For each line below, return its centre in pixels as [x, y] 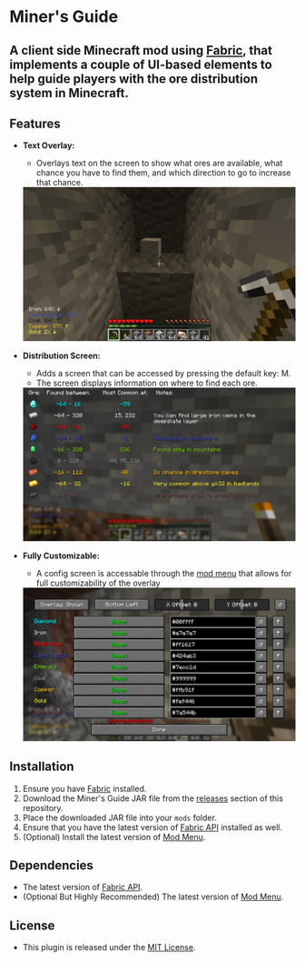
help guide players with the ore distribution [134, 79]
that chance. [59, 183]
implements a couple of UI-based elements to [141, 64]
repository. [43, 807]
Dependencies [51, 865]
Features [35, 123]
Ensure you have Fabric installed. [84, 788]
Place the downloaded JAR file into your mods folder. [120, 817]
